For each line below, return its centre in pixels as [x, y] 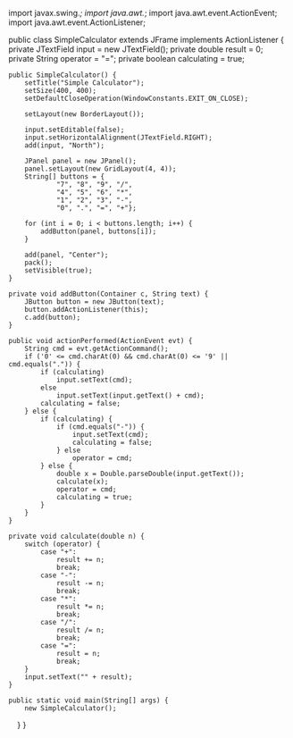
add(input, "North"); [64, 146]
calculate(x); [82, 482]
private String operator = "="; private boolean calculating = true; [126, 59]
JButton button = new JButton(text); [95, 302]
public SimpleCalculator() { [63, 75]
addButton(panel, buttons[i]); [99, 231]
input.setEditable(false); [75, 130]
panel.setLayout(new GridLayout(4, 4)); [100, 169]
